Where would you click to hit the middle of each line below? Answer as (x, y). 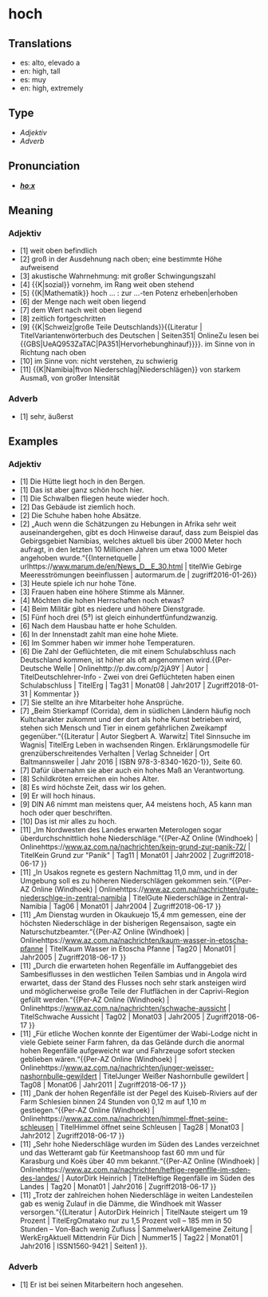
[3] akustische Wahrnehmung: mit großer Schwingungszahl (118, 276)
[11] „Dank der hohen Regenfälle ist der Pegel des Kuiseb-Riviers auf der (138, 1093)
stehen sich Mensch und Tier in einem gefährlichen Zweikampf (123, 728)
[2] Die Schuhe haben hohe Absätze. (80, 516)
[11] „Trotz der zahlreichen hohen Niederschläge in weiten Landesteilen (136, 1195)
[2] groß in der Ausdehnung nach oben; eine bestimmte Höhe (121, 259)
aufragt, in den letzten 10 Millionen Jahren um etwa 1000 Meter (124, 549)
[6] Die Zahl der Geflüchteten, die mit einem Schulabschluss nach (128, 652)
